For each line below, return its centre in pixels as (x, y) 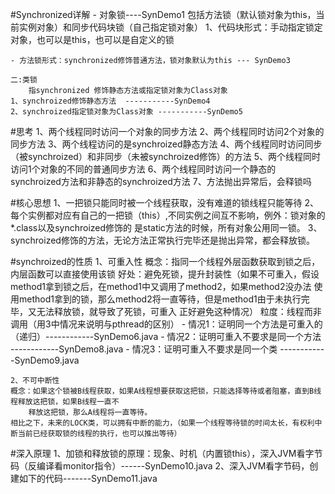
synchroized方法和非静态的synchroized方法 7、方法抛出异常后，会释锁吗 (161, 181)
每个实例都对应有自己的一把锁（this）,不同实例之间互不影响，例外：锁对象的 (168, 215)
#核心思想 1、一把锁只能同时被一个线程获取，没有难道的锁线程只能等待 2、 (164, 202)
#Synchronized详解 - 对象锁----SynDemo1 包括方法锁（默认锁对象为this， (163, 14)
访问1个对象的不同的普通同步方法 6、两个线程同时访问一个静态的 (143, 169)
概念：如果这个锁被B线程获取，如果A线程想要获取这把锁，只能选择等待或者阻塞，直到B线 (166, 391)
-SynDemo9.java (45, 360)
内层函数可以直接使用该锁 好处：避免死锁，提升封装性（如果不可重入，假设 (165, 274)
